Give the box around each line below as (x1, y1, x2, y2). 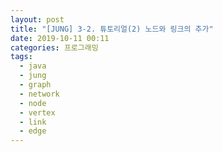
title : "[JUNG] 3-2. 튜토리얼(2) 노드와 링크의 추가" (10, 24, 214, 34)
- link (19, 117, 47, 127)
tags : (10, 52, 33, 62)
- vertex (19, 107, 56, 118)
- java (19, 61, 47, 71)
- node (19, 98, 47, 108)
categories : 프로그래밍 (10, 42, 99, 53)
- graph (19, 80, 52, 90)
